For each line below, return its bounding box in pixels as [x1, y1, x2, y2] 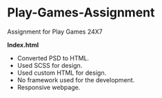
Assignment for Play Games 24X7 [7, 27, 103, 36]
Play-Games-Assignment [7, 5, 155, 21]
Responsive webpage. [17, 83, 81, 91]
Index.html [7, 40, 39, 49]
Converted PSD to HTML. [17, 53, 90, 62]
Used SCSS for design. [17, 61, 83, 69]
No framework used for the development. [17, 75, 135, 84]
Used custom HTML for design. [17, 69, 107, 77]
